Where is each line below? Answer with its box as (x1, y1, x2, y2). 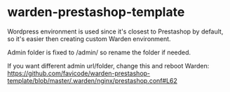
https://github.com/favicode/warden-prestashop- (7, 69, 151, 77)
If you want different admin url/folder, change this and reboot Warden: (7, 61, 210, 70)
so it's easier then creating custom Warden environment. (7, 34, 171, 43)
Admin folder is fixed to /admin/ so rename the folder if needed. (7, 48, 191, 56)
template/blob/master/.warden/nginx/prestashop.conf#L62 (7, 76, 177, 84)
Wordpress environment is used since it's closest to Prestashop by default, (7, 27, 224, 36)
